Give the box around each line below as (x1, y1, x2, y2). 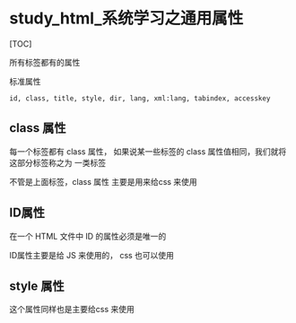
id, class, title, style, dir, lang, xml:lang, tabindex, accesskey (9, 93, 271, 103)
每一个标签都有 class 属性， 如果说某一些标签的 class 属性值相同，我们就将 (9, 145, 287, 157)
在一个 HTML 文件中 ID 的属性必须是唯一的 (9, 231, 167, 241)
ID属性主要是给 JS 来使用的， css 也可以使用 (9, 249, 175, 260)
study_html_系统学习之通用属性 (9, 8, 244, 29)
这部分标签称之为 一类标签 (9, 157, 106, 168)
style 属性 (9, 278, 65, 293)
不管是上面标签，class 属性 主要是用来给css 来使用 (9, 176, 197, 187)
